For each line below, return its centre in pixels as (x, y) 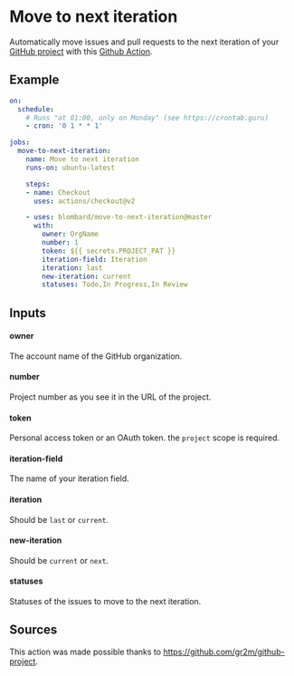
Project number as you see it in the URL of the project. (110, 397)
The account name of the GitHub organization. (96, 356)
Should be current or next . (59, 560)
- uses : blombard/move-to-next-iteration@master (119, 217)
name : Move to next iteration (83, 159)
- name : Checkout (58, 192)
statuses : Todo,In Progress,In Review (115, 285)
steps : (38, 184)
